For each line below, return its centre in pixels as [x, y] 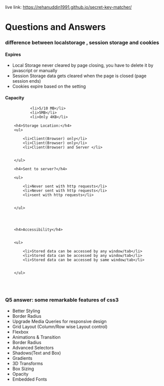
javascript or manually [35, 71]
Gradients [22, 358]
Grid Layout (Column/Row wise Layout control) [60, 327]
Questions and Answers [56, 27]
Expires [13, 54]
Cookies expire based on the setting [49, 87]
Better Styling [26, 311]
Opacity [20, 374]
